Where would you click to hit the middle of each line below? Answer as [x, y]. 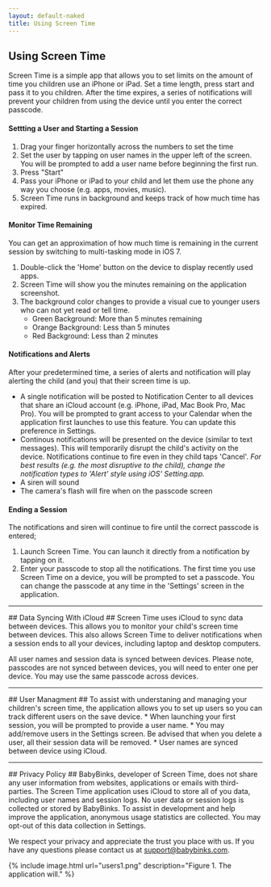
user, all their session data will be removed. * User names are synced [123, 742]
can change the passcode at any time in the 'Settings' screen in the [132, 586]
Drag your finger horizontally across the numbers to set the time [127, 146]
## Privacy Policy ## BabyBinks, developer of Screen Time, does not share [133, 774]
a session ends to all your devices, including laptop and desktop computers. [135, 644]
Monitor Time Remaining [50, 225]
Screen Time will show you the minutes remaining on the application [133, 284]
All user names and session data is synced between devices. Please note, [131, 659]
